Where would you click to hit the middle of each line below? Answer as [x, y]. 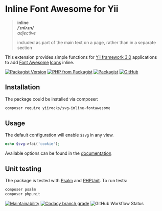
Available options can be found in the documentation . [59, 153]
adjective [26, 33]
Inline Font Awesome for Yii [62, 9]
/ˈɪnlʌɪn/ [25, 27]
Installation [23, 87]
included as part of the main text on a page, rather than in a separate [86, 42]
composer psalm [21, 189]
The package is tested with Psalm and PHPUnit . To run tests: [66, 181]
